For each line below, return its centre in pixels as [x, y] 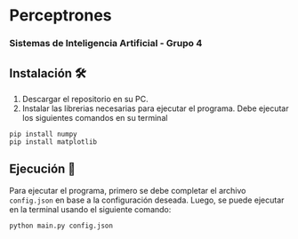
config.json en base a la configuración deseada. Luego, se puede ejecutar [147, 200]
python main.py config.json [61, 226]
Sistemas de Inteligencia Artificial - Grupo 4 [106, 44]
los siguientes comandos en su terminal [95, 117]
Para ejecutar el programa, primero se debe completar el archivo [128, 190]
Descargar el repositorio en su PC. [85, 99]
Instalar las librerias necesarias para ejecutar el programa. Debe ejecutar [155, 108]
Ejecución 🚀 [43, 169]
